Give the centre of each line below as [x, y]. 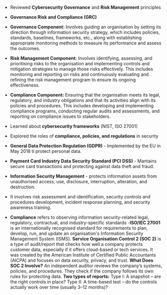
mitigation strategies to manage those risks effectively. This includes [81, 69]
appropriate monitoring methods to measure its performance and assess [86, 43]
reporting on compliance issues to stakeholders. [60, 116]
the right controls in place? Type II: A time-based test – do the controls [83, 282]
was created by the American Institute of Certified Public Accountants [83, 255]
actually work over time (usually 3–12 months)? [59, 287]
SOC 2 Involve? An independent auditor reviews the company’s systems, [86, 266]
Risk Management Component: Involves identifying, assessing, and [81, 58]
